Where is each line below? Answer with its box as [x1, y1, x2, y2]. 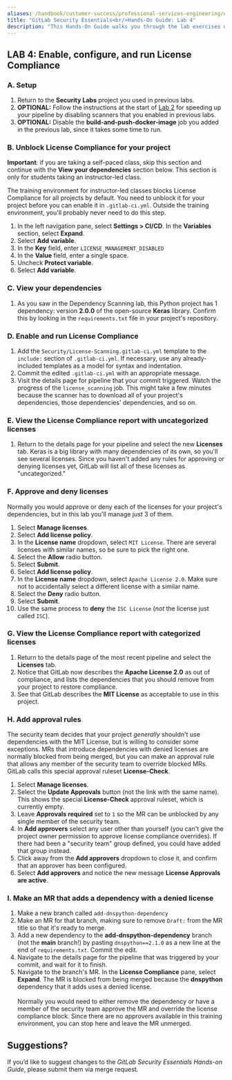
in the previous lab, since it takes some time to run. [17, 125, 162, 134]
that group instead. [17, 847, 72, 855]
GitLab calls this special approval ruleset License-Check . [7, 767, 171, 775]
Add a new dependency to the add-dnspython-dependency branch [17, 931, 213, 939]
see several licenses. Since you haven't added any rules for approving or [17, 455, 224, 463]
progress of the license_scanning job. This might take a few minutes [17, 384, 212, 392]
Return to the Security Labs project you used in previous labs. [17, 96, 195, 105]
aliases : [7, 10, 32, 17]
